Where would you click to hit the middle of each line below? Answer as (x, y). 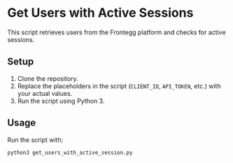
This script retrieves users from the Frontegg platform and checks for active (116, 32)
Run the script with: (35, 140)
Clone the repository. (48, 78)
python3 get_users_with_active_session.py (70, 153)
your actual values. (45, 93)
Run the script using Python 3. (61, 101)
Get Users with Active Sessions (100, 13)
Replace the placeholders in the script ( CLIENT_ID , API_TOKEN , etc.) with (119, 86)
